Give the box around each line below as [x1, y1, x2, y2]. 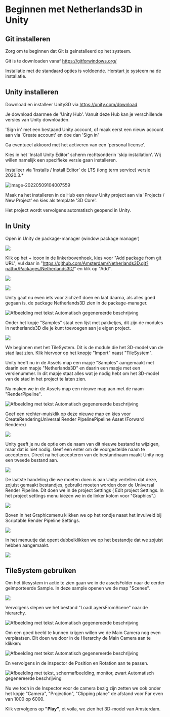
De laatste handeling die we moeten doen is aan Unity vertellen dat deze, [5, 476, 158, 482]
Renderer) [5, 421, 26, 427]
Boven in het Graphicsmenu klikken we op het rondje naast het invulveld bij [5, 512, 162, 518]
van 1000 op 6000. [5, 696, 45, 702]
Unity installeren [5, 88, 59, 97]
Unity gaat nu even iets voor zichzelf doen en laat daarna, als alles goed [5, 294, 156, 300]
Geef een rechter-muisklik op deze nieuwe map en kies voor [5, 411, 131, 417]
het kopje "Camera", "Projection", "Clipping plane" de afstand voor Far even [5, 691, 163, 697]
